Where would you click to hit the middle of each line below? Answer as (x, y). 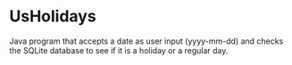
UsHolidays (53, 16)
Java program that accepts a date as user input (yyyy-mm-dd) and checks (146, 41)
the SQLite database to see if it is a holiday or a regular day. (119, 50)
